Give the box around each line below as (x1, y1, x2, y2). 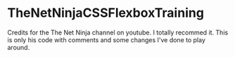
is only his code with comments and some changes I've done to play (7, 35, 206, 44)
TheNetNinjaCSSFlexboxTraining (7, 5, 204, 21)
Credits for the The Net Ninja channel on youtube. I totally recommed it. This (7, 28, 229, 37)
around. (7, 43, 30, 51)
